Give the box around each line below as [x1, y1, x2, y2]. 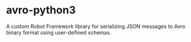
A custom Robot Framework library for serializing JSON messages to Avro [6, 23, 186, 30]
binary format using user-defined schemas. [6, 29, 112, 36]
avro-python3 [6, 3, 76, 17]
